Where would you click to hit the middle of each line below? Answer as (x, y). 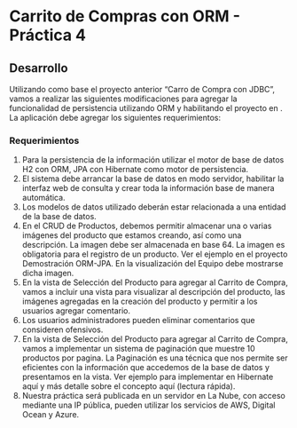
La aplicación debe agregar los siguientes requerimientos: (115, 118)
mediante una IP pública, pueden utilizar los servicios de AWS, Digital (148, 405)
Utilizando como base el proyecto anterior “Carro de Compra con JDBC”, (142, 89)
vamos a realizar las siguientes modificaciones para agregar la (123, 99)
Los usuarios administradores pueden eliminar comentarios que (138, 321)
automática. (43, 198)
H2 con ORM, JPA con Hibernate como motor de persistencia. (135, 170)
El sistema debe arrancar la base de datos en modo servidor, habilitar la (153, 178)
